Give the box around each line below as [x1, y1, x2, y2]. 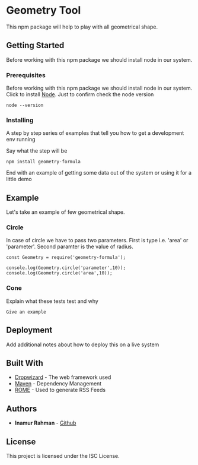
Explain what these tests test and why [6, 298, 99, 305]
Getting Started [6, 40, 65, 50]
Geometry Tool [6, 4, 81, 17]
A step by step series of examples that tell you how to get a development [6, 129, 184, 137]
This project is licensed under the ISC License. [6, 453, 120, 459]
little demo [6, 176, 32, 183]
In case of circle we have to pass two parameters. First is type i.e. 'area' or [6, 237, 189, 244]
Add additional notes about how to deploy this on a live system [6, 341, 159, 348]
